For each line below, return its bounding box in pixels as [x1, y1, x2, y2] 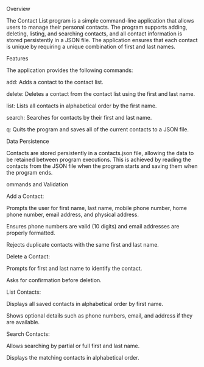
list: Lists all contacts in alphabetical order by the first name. [6, 102, 157, 109]
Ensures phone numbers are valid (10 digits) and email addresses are [6, 223, 180, 230]
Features [6, 55, 29, 62]
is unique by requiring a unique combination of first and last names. [6, 43, 175, 50]
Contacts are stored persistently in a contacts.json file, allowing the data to [6, 150, 194, 156]
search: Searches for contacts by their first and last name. [6, 114, 152, 121]
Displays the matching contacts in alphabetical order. [6, 354, 139, 361]
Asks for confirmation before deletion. [6, 277, 102, 283]
